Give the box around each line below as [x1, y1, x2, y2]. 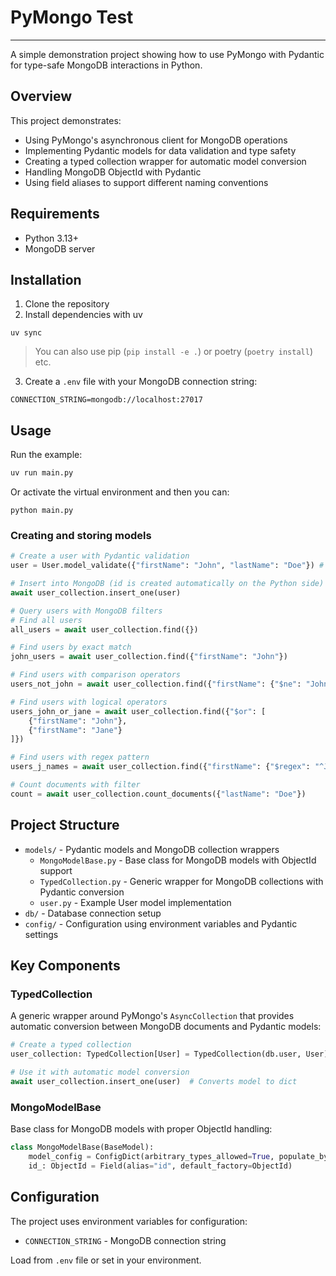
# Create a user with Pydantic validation [10, 551, 190, 561]
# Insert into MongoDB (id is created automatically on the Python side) [10, 579, 325, 589]
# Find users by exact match [10, 642, 132, 653]
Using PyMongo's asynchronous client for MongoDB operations [24, 134, 288, 146]
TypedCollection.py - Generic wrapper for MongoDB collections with [39, 875, 324, 887]
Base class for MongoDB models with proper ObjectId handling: [10, 1123, 273, 1135]
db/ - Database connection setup [24, 907, 162, 919]
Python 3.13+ [24, 232, 80, 244]
